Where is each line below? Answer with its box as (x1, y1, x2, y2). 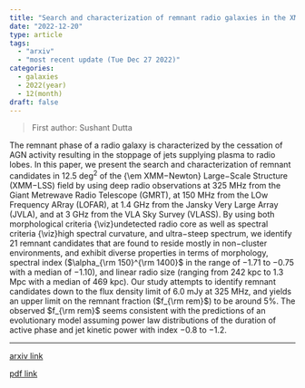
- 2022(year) (17, 81, 67, 90)
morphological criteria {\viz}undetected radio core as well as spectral (9, 218, 269, 229)
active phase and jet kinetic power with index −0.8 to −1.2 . (9, 325, 227, 335)
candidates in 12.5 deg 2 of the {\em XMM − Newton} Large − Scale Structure (9, 169, 289, 181)
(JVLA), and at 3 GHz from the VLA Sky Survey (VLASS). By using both (9, 209, 275, 220)
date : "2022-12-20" (9, 22, 84, 31)
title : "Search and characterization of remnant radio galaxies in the (9, 13, 286, 23)
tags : (9, 38, 30, 48)
